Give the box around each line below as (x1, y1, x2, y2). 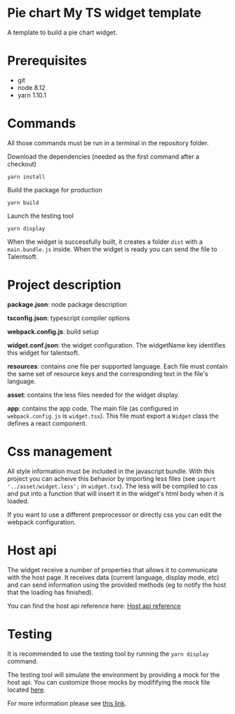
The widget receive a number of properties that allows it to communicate (7, 565, 218, 574)
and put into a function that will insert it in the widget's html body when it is (7, 489, 224, 498)
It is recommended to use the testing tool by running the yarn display (7, 649, 209, 658)
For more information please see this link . (7, 699, 127, 707)
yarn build (7, 199, 39, 206)
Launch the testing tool (7, 211, 74, 220)
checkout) (7, 159, 37, 168)
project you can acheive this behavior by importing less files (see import (7, 474, 216, 482)
